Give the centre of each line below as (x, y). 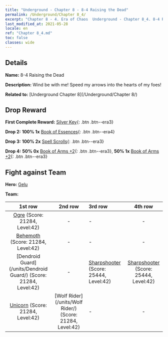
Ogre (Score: (28, 215)
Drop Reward (26, 110)
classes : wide (20, 43)
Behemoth (28, 236)
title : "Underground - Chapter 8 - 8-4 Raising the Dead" (67, 10)
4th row (144, 207)
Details (16, 63)
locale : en (16, 29)
